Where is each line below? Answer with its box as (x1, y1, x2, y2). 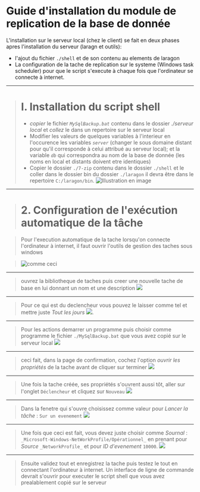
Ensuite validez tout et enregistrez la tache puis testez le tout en (20, 460, 178, 467)
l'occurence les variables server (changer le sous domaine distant (29, 139, 192, 146)
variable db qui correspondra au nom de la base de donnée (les (29, 151, 185, 159)
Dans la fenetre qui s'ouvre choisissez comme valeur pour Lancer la (20, 405, 189, 412)
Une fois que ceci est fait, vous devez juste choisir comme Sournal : (20, 429, 188, 436)
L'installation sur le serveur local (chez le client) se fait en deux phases (6, 36, 180, 44)
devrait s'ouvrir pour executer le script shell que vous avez (20, 472, 165, 479)
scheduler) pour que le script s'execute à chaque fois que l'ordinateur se (14, 67, 193, 74)
